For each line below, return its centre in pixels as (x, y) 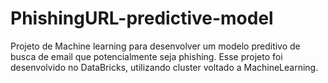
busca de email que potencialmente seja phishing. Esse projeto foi (146, 56)
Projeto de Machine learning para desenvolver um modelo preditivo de (155, 46)
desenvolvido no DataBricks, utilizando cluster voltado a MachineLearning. (164, 67)
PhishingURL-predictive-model (142, 18)
